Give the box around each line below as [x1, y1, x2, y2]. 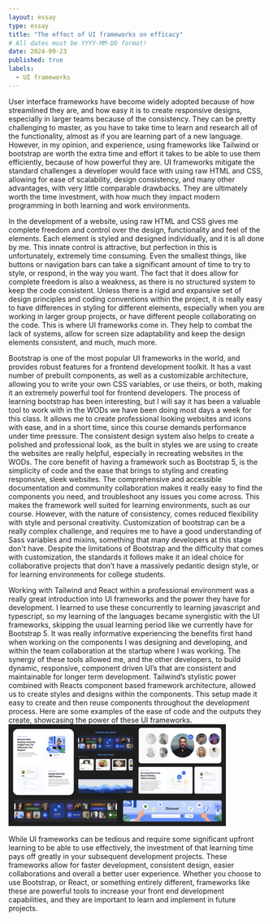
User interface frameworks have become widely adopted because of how [8, 96, 255, 106]
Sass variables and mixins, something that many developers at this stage [8, 534, 252, 545]
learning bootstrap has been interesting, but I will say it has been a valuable [8, 396, 262, 406]
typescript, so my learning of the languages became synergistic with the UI [8, 611, 260, 621]
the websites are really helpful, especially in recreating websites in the [8, 448, 244, 458]
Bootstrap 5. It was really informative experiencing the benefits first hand [8, 628, 253, 638]
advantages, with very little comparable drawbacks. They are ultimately [8, 183, 248, 193]
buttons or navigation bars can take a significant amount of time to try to [8, 259, 251, 269]
